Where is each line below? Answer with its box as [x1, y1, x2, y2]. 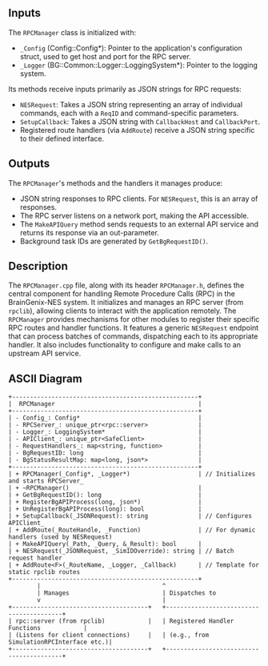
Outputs [8, 157, 50, 171]
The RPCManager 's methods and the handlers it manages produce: [8, 178, 223, 187]
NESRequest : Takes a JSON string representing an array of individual [19, 99, 242, 109]
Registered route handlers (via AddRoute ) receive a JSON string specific [19, 125, 255, 134]
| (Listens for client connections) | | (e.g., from [8, 632, 210, 640]
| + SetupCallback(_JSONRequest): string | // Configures [8, 512, 252, 520]
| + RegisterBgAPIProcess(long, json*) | [8, 498, 202, 507]
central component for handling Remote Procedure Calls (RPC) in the [8, 289, 236, 299]
